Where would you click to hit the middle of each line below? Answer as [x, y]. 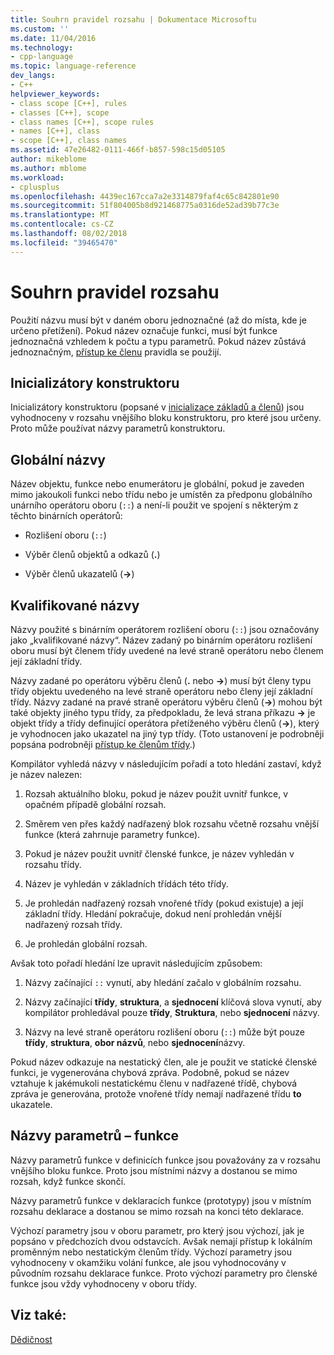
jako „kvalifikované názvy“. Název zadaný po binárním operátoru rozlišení [161, 640]
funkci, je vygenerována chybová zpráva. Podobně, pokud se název [150, 1072]
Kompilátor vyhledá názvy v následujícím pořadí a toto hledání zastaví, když [166, 764]
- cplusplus [35, 187]
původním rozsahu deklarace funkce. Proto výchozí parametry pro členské [164, 1273]
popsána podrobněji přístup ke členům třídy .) [103, 744]
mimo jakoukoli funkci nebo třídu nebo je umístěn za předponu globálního [161, 495]
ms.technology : [42, 47]
